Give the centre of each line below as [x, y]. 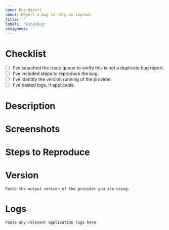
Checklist [26, 54]
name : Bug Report [24, 10]
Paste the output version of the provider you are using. [68, 189]
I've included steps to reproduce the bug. [56, 73]
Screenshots [33, 129]
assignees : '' [20, 29]
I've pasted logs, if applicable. [44, 85]
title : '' [16, 19]
